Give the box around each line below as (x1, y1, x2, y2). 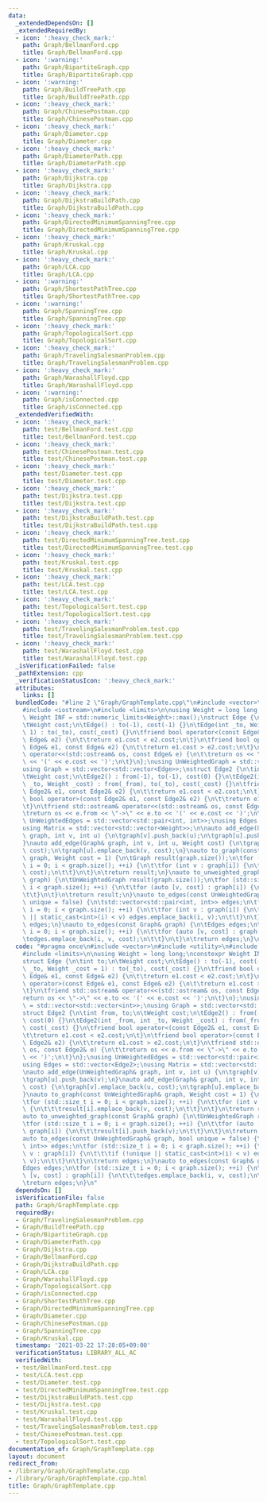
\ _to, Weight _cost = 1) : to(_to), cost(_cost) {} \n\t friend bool (22, 965, 254, 973)
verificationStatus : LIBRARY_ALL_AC (15, 1349, 137, 1357)
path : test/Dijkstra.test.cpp (22, 492, 123, 500)
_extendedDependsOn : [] (15, 19, 94, 27)
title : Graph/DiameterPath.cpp (22, 160, 126, 168)
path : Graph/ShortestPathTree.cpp (22, 285, 137, 293)
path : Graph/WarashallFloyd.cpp (22, 374, 130, 381)
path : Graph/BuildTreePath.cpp (22, 85, 126, 94)
